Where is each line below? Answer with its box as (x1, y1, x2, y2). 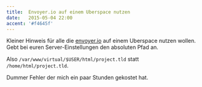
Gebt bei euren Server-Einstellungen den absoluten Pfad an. (6, 43, 158, 51)
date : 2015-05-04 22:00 (6, 15, 72, 21)
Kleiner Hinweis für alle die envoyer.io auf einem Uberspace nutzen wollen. (6, 37, 196, 45)
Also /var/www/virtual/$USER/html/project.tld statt (6, 56, 139, 63)
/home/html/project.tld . (6, 62, 69, 69)
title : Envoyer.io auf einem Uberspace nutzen (6, 9, 131, 15)
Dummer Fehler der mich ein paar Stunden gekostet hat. (6, 74, 149, 81)
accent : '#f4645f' (6, 20, 53, 26)
